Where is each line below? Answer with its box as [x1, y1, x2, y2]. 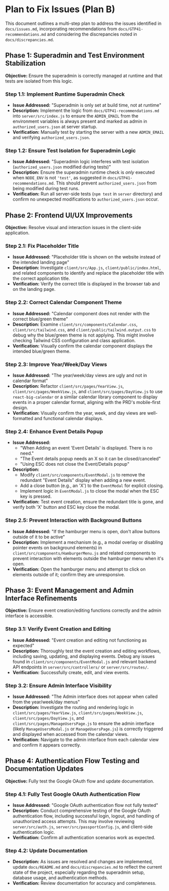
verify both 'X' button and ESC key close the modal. [12, 504, 120, 510]
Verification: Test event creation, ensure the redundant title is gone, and [12, 499, 163, 505]
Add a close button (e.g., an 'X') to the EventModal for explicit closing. [20, 482, 164, 489]
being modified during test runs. [12, 185, 80, 192]
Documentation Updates [5, 764, 84, 773]
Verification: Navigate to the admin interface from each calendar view [12, 736, 159, 743]
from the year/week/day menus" [12, 699, 80, 705]
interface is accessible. [5, 613, 53, 619]
